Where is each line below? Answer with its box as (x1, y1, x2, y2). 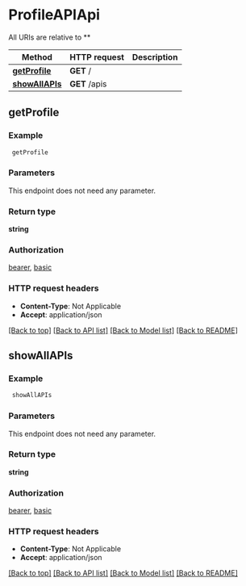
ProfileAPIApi (8, 6, 101, 24)
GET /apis (69, 78, 107, 90)
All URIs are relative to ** (8, 32, 91, 42)
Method (21, 51, 52, 62)
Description (131, 51, 178, 62)
